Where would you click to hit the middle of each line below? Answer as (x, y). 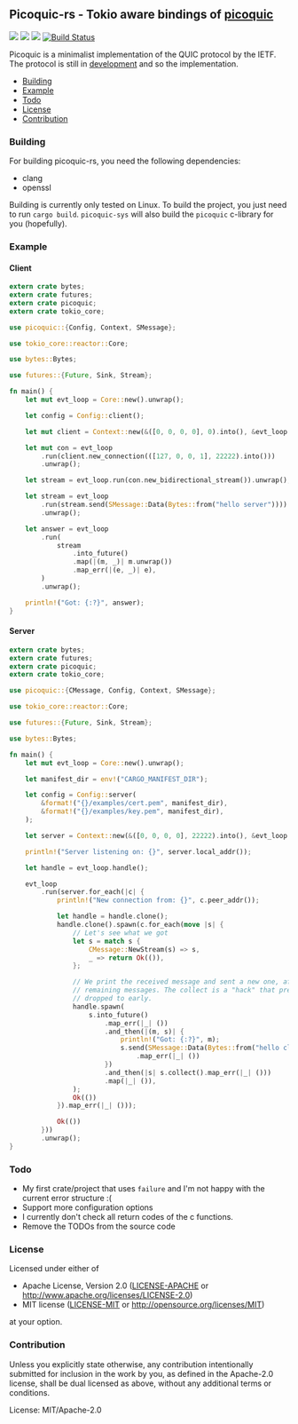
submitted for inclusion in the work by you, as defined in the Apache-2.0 (141, 1373)
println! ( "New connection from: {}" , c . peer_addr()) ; (158, 900)
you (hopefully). (39, 224)
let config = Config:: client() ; (85, 415)
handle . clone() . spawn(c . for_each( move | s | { (140, 925)
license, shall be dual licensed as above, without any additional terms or (141, 1383)
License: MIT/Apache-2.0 (55, 1410)
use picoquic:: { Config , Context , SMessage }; (93, 328)
